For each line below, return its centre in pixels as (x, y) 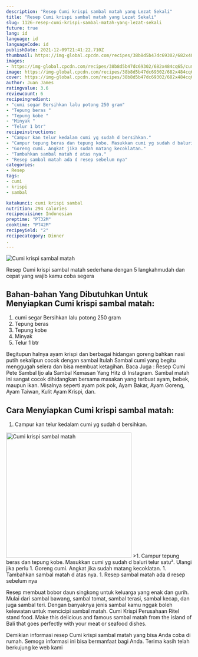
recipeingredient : (29, 99)
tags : (13, 176)
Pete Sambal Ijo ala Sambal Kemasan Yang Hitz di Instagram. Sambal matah (98, 373)
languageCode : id (27, 45)
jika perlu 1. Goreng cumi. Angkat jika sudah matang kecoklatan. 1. (86, 569)
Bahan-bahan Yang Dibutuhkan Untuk (77, 294)
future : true (22, 28)
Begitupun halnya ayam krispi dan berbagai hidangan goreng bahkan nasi (95, 354)
